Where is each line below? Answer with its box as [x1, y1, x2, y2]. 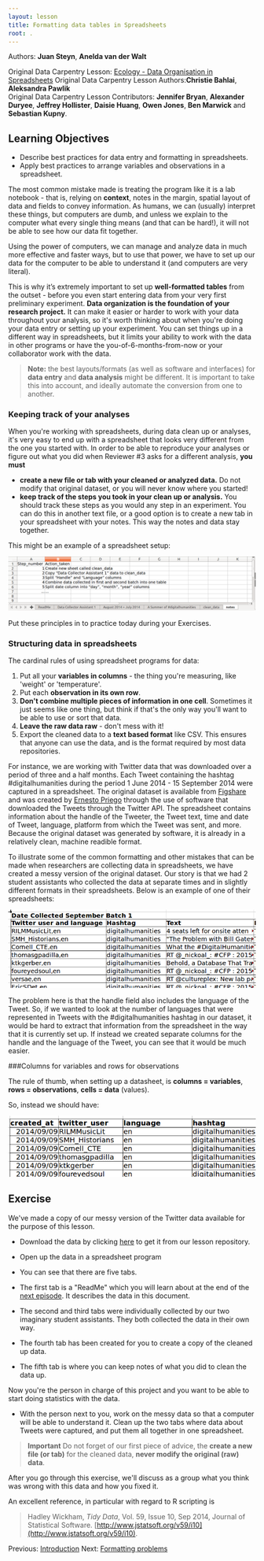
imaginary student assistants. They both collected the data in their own [19, 1315, 250, 1324]
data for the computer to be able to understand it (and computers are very [8, 258, 248, 268]
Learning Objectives [8, 131, 110, 145]
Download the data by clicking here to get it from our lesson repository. [19, 1237, 251, 1246]
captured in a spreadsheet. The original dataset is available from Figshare [8, 787, 247, 797]
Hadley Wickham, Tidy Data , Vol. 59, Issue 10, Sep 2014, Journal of [27, 1511, 246, 1521]
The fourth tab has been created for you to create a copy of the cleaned [19, 1338, 253, 1348]
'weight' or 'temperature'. [19, 679, 102, 689]
